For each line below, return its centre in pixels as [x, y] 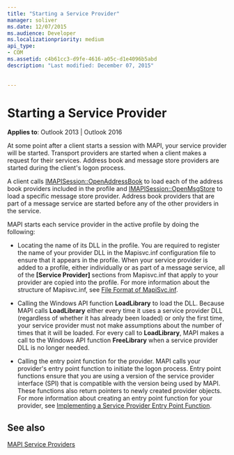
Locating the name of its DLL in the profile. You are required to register [118, 245]
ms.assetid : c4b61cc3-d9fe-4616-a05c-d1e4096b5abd [82, 59]
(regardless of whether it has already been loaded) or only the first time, [121, 318]
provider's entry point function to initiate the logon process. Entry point [119, 369]
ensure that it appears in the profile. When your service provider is [112, 260]
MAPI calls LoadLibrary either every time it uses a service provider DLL [120, 311]
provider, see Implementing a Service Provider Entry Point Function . [115, 406]
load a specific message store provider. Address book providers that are [111, 196]
